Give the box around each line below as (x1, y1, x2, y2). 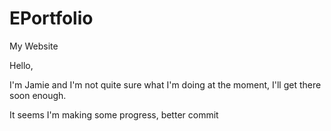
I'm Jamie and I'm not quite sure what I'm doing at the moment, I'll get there (9, 78, 322, 91)
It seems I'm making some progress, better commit (9, 108, 219, 121)
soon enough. (9, 89, 67, 101)
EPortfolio (9, 7, 94, 30)
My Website (9, 40, 59, 52)
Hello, (9, 59, 34, 71)
